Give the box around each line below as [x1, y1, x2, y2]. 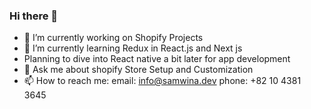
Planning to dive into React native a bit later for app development [23, 53, 291, 65]
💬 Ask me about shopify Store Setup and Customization [23, 64, 254, 76]
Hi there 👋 [9, 9, 59, 23]
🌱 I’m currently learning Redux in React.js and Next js [23, 42, 243, 54]
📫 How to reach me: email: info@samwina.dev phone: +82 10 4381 [23, 75, 302, 87]
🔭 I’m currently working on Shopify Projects [23, 32, 204, 44]
